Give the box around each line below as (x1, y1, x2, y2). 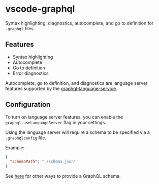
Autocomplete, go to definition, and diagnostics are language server (5, 80, 148, 86)
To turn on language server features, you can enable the (5, 113, 123, 120)
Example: (5, 144, 25, 151)
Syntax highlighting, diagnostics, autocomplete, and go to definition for (5, 20, 154, 26)
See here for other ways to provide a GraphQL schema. (5, 173, 121, 179)
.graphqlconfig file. (5, 134, 47, 141)
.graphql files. (5, 25, 35, 31)
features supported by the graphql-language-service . (5, 85, 118, 91)
